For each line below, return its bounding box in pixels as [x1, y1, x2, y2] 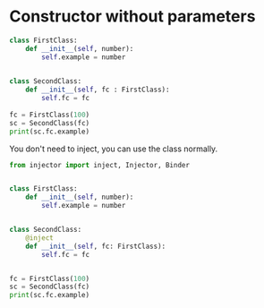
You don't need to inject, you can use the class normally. [9, 143, 218, 154]
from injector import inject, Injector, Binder [9, 160, 191, 169]
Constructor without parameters [9, 6, 256, 27]
